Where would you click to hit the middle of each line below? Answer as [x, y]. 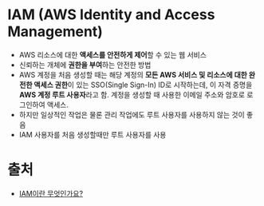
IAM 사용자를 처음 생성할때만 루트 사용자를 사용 [93, 134]
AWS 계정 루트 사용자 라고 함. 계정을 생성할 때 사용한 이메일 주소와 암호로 [132, 94]
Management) [55, 32]
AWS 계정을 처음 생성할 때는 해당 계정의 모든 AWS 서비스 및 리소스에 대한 [133, 74]
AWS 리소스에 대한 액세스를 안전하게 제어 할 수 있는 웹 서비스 [112, 54]
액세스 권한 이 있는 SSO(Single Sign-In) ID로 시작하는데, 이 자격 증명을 [143, 85]
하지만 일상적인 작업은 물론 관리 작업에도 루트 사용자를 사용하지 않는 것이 [132, 114]
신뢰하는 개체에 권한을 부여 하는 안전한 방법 [85, 65]
